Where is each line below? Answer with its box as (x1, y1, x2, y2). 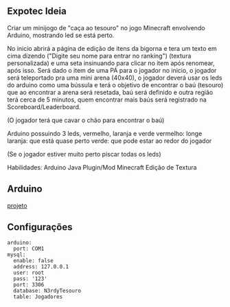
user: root (13, 269, 45, 277)
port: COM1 (13, 245, 45, 253)
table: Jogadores (13, 293, 63, 301)
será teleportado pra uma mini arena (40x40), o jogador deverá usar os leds (7, 73, 222, 82)
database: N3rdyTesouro (13, 288, 81, 295)
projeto (7, 201, 27, 209)
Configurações (7, 221, 73, 233)
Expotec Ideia (7, 5, 67, 17)
